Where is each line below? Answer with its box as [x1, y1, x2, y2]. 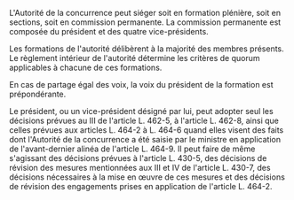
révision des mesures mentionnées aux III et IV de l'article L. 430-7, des [9, 163, 271, 173]
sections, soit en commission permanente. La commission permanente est [9, 17, 282, 27]
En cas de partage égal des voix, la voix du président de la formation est [9, 80, 274, 89]
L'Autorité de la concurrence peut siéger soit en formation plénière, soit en [9, 8, 282, 18]
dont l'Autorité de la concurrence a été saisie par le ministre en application [9, 135, 282, 144]
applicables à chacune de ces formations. [9, 62, 163, 73]
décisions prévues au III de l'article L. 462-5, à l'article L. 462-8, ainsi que [9, 115, 280, 126]
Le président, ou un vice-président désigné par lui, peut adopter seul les [9, 106, 274, 116]
